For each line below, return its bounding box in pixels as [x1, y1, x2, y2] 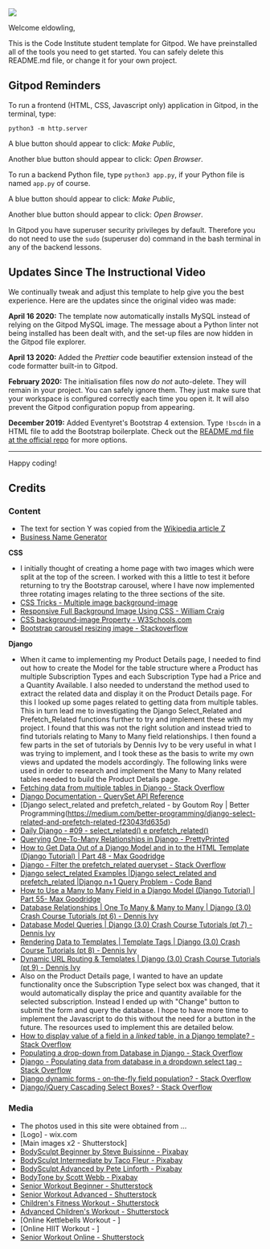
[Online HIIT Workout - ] [19, 1223, 100, 1233]
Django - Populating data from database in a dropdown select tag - [19, 1057, 243, 1066]
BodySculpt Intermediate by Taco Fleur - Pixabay [19, 1155, 183, 1164]
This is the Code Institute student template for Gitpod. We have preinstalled [8, 39, 257, 48]
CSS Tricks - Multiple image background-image [19, 598, 178, 607]
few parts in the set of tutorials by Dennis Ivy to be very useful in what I [19, 740, 256, 750]
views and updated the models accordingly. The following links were [19, 757, 247, 767]
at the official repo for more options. [8, 435, 128, 445]
